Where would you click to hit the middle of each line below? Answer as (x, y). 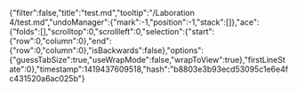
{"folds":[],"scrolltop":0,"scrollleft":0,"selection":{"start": (112, 31)
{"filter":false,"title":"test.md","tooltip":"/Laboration (102, 13)
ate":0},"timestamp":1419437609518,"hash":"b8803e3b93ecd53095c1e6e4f (149, 69)
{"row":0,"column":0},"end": (61, 41)
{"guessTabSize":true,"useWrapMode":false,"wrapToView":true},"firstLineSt (148, 60)
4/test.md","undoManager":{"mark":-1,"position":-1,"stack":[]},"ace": (134, 22)
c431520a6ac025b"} (47, 78)
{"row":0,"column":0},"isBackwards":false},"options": (107, 50)
